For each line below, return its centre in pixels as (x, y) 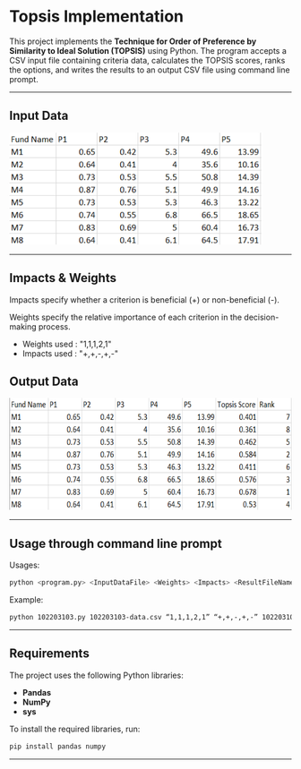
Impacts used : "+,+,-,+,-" (70, 353)
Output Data (44, 381)
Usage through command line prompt (116, 543)
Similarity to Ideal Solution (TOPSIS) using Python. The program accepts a (148, 50)
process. (54, 326)
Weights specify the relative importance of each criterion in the (126, 317)
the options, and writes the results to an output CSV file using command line (150, 70)
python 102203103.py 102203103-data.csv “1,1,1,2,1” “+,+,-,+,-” (133, 618)
